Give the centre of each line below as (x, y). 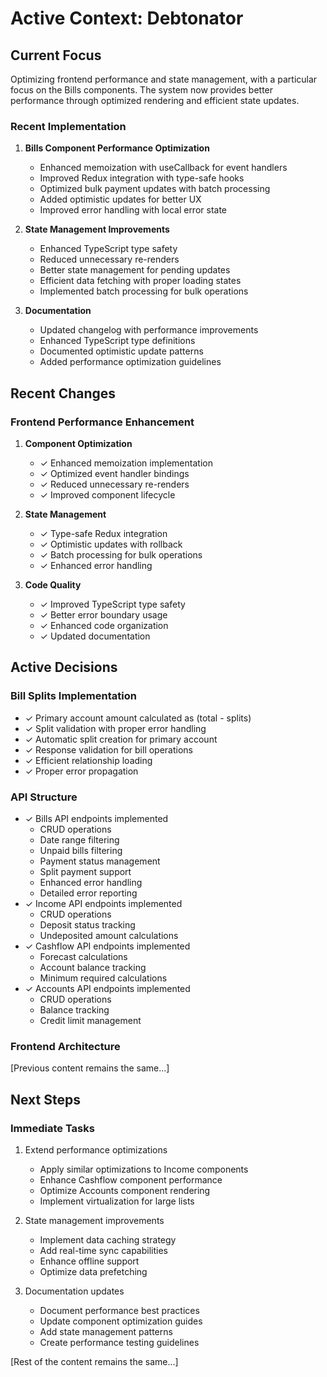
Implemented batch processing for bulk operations (144, 291)
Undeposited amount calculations (109, 935)
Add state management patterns (106, 1331)
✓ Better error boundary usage (103, 614)
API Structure (44, 797)
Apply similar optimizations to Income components (144, 1169)
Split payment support (85, 871)
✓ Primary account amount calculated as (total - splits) (138, 718)
